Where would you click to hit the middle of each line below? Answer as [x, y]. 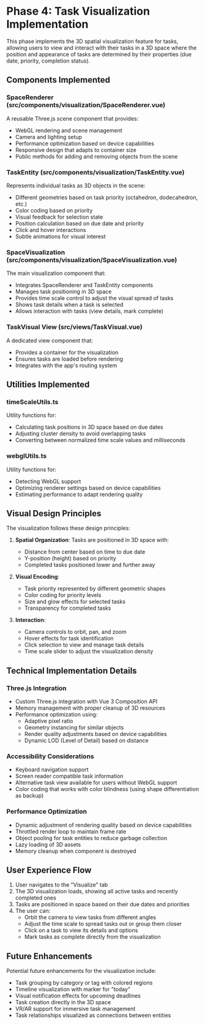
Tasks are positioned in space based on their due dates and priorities [102, 904]
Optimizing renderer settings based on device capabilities [88, 487]
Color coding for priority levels [63, 595]
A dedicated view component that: [50, 340]
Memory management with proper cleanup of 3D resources [90, 708]
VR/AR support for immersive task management [75, 1009]
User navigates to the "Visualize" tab [61, 885]
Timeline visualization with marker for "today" [73, 989]
